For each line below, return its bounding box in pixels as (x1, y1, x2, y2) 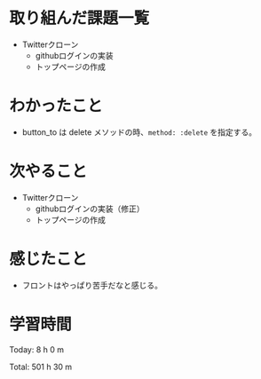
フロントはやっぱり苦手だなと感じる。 (21, 280, 162, 290)
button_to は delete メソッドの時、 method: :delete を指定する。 (21, 126, 257, 138)
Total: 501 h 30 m (9, 361, 73, 372)
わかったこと (9, 96, 104, 116)
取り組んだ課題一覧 (9, 8, 150, 28)
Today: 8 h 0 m (9, 343, 65, 355)
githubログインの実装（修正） (35, 203, 145, 214)
